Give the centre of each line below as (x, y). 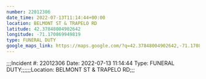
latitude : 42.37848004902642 (44, 29)
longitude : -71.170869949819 (44, 35)
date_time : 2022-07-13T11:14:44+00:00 (56, 18)
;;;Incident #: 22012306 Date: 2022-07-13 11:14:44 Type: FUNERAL (90, 63)
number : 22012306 (29, 12)
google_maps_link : (30, 46)
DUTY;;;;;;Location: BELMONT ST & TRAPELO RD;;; (71, 69)
